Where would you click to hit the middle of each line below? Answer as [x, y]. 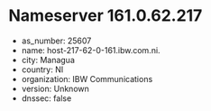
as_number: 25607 [56, 41]
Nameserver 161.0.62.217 [105, 16]
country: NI [42, 69]
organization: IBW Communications [87, 79]
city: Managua [48, 60]
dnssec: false [46, 98]
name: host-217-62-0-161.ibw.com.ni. [91, 50]
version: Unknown [55, 88]
